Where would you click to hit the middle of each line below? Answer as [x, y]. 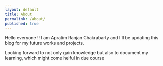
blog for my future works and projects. [45, 43]
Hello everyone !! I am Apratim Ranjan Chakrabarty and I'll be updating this [82, 38]
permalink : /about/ [25, 19]
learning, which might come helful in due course [55, 58]
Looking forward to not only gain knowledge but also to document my [77, 53]
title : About [19, 14]
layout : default [22, 10]
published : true [22, 24]
